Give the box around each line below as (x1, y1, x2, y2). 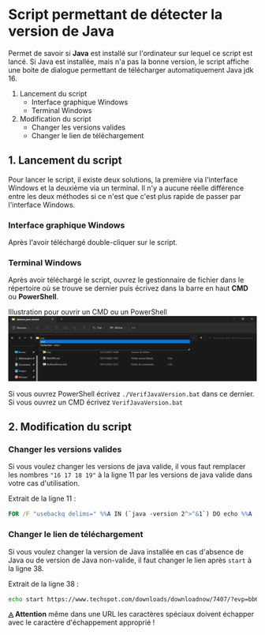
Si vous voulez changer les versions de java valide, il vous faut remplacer (8, 462, 246, 472)
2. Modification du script (8, 420, 132, 434)
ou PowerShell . (8, 292, 59, 302)
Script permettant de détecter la (8, 6, 223, 24)
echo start (8, 595, 44, 603)
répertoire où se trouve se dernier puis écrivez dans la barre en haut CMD (8, 284, 248, 293)
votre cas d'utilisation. (8, 479, 80, 488)
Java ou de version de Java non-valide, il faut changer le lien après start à (8, 555, 252, 565)
